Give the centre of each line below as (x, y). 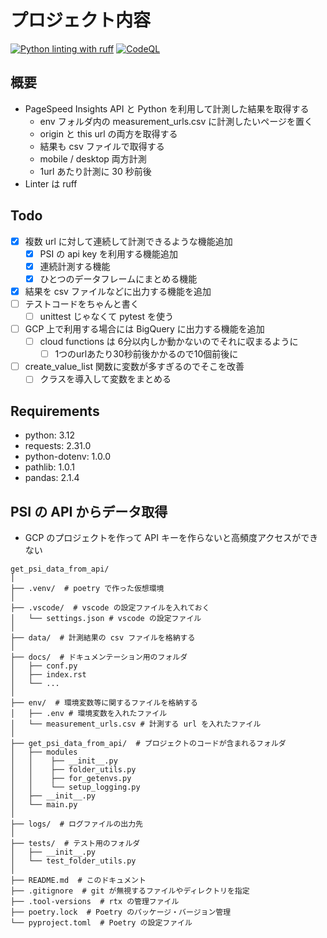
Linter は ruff (51, 183)
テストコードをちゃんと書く (82, 303)
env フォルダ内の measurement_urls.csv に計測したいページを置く (176, 121)
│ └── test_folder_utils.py (73, 861)
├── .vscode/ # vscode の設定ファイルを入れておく (110, 607)
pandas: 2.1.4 (52, 478)
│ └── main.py (44, 804)
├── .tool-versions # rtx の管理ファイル (95, 901)
